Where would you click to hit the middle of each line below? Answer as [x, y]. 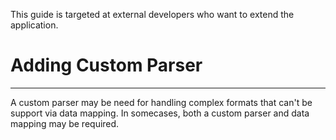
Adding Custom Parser [106, 65]
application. [34, 25]
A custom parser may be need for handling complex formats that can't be [161, 102]
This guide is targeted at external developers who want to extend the [152, 14]
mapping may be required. [65, 123]
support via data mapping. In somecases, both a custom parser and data [160, 113]
